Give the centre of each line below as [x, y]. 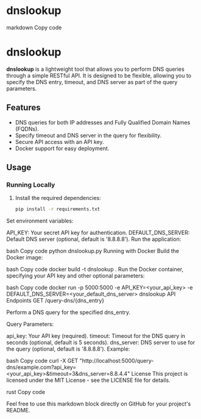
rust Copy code [26, 392]
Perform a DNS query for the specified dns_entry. [69, 312]
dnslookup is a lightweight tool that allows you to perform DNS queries [95, 69]
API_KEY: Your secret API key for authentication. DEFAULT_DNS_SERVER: [98, 233]
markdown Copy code [34, 27]
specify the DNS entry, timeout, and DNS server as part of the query [92, 82]
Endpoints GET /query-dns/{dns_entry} [55, 301]
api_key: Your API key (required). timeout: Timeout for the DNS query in [96, 336]
